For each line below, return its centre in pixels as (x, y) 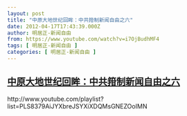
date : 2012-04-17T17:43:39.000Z (54, 26)
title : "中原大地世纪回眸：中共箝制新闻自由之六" (70, 20)
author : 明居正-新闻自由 (39, 33)
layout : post (26, 13)
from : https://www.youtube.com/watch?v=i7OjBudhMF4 (83, 39)
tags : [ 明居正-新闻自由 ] (43, 46)
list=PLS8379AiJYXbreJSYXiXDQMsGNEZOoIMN (77, 106)
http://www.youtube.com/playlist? (55, 99)
